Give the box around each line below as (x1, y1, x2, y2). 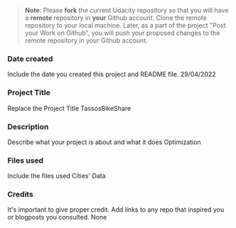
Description (7, 121, 49, 131)
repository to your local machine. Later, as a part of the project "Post (24, 21, 226, 29)
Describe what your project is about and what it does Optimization (7, 138, 201, 146)
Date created (7, 53, 53, 63)
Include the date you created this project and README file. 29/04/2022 (7, 70, 217, 79)
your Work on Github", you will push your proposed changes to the (24, 28, 220, 37)
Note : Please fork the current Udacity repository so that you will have (24, 6, 229, 14)
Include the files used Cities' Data (7, 172, 106, 180)
